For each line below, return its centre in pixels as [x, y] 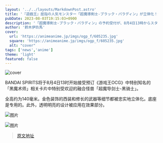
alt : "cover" [23, 45]
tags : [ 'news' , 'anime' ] [29, 50]
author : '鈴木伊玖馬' [25, 28]
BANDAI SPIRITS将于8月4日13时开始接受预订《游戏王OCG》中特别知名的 [78, 83]
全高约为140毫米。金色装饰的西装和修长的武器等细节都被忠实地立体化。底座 [81, 99]
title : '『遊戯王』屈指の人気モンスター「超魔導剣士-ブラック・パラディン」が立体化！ [81, 14]
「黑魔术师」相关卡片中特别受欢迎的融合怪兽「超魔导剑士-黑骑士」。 [73, 89]
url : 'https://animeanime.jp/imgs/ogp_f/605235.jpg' [64, 37]
